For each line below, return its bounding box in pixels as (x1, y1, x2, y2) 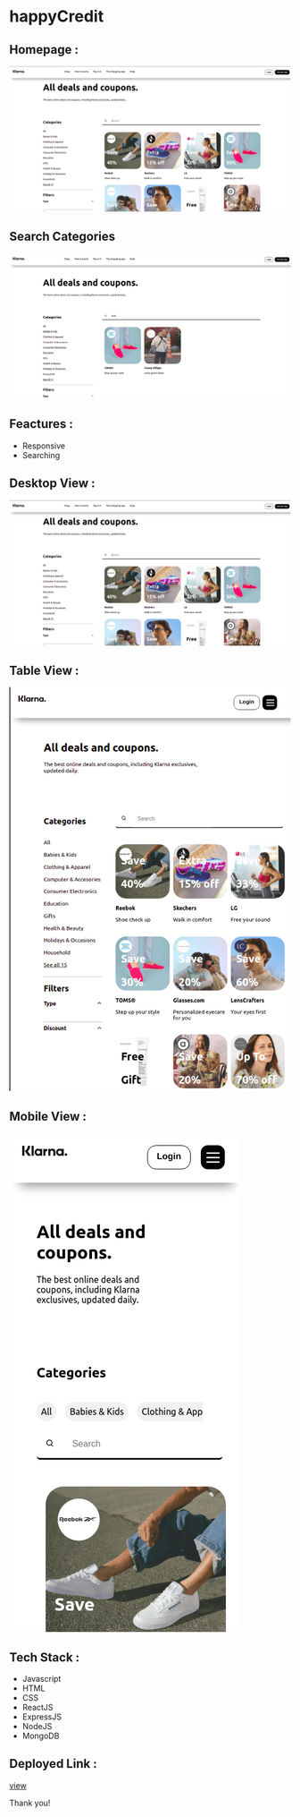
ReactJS (21, 1702, 54, 1713)
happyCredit (9, 6, 104, 27)
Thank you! (9, 1797, 51, 1808)
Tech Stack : (9, 1650, 80, 1665)
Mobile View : (9, 1108, 87, 1124)
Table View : (9, 662, 79, 678)
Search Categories (9, 229, 116, 244)
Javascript (21, 1674, 62, 1685)
